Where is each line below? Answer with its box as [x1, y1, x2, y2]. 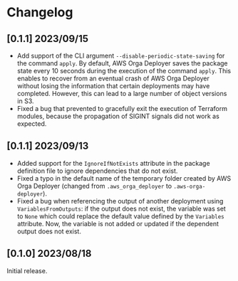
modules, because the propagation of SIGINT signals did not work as [16, 112, 220, 120]
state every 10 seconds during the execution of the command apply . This [16, 67, 232, 75]
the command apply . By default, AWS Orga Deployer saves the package [16, 59, 229, 68]
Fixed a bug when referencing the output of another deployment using [16, 196, 224, 205]
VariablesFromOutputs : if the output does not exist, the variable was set [16, 204, 226, 213]
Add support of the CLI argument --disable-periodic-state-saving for [16, 51, 225, 60]
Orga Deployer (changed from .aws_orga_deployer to [16, 181, 172, 190]
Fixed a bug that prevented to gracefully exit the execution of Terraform [16, 105, 227, 112]
